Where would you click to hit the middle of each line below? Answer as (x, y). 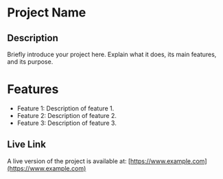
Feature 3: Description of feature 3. (67, 123)
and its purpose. (30, 62)
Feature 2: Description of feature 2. (67, 115)
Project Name (47, 13)
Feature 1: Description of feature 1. (66, 108)
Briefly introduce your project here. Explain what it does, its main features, (112, 54)
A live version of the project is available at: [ (69, 161)
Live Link (27, 144)
